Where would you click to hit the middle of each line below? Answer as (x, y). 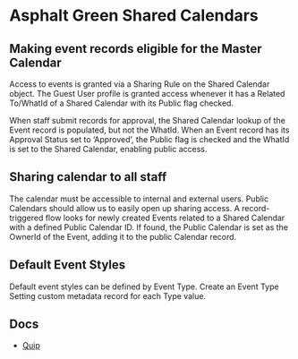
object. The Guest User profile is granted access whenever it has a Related (147, 94)
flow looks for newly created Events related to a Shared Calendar (165, 218)
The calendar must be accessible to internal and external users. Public (139, 199)
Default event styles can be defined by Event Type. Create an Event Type (144, 286)
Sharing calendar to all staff (88, 177)
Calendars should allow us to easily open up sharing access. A (124, 208)
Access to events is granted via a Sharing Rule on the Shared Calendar (140, 84)
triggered (26, 218)
